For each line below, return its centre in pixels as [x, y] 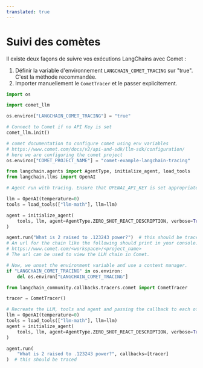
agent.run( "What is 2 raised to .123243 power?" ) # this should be [94, 238]
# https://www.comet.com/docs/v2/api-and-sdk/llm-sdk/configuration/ [96, 149]
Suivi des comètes [53, 41]
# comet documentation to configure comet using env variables [88, 143]
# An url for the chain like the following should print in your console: [102, 243]
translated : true [28, 12]
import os [19, 94]
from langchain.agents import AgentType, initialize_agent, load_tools [98, 171]
